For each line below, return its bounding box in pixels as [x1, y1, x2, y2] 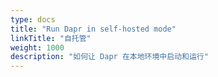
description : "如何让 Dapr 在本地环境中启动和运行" [10, 52, 209, 62]
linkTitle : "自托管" [10, 33, 92, 43]
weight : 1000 [10, 42, 65, 53]
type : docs [10, 14, 56, 25]
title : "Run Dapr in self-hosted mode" [10, 24, 177, 34]
